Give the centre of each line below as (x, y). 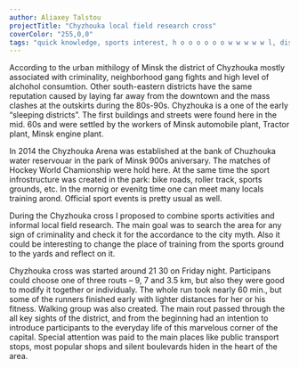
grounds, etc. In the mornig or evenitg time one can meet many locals (137, 189)
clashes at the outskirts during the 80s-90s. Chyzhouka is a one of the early (149, 106)
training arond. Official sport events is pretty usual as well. (116, 199)
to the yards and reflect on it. (62, 254)
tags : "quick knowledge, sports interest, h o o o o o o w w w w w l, (143, 42)
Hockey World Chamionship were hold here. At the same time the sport (139, 170)
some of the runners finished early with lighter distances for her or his (137, 299)
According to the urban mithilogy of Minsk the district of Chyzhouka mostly (147, 68)
